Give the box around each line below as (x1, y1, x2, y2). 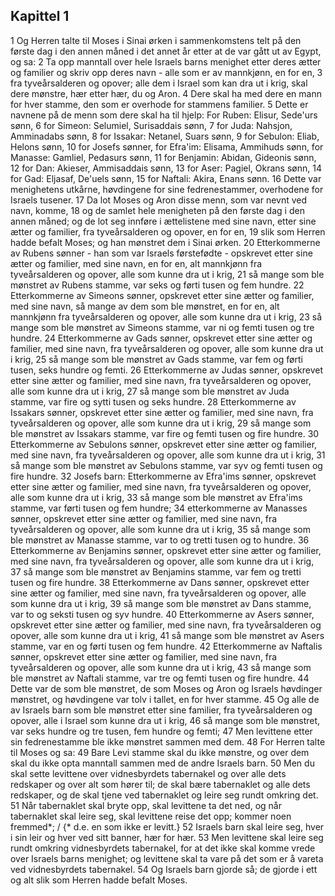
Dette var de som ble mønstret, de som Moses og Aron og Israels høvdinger (10, 682, 323, 694)
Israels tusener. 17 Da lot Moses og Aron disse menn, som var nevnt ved (10, 194, 308, 206)
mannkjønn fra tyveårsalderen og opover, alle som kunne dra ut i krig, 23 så (10, 310, 323, 323)
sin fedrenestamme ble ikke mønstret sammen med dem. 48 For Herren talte (10, 735, 326, 748)
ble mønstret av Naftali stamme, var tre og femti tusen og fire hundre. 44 (10, 672, 310, 684)
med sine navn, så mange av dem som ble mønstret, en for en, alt (10, 300, 280, 312)
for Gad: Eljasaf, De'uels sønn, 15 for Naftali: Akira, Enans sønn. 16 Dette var (10, 172, 322, 184)
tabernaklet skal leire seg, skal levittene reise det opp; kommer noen (10, 810, 292, 822)
